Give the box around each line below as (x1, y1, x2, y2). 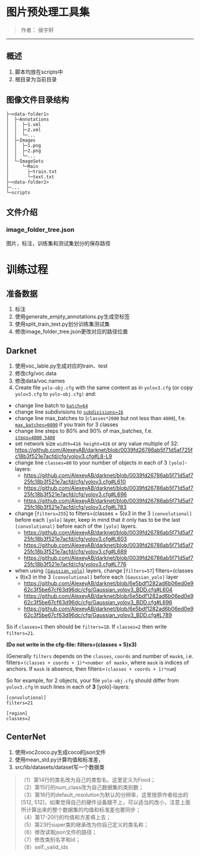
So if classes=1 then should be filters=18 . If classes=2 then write (6, 623, 167, 631)
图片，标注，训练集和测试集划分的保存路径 (6, 240, 111, 247)
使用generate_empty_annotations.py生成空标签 (14, 313, 130, 320)
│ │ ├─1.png (6, 142, 42, 148)
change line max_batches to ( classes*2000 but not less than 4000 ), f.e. (14, 415, 186, 422)
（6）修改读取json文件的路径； (20, 829, 97, 836)
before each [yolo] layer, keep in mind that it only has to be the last (14, 516, 180, 524)
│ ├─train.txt (6, 169, 58, 175)
